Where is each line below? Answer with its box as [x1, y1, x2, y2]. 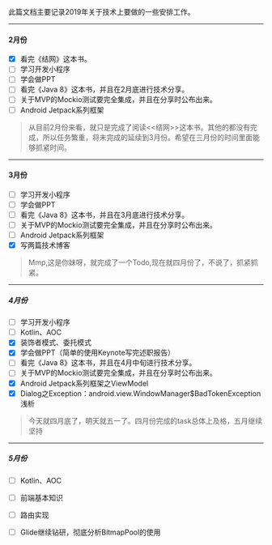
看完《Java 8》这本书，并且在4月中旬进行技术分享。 [19, 358, 197, 368]
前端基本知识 [19, 492, 63, 502]
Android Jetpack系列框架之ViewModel [19, 378, 149, 388]
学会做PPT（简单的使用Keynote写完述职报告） [19, 347, 176, 358]
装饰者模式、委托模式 [19, 338, 91, 347]
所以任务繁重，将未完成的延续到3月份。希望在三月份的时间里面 [42, 132, 253, 142]
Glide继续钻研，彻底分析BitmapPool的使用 [19, 527, 161, 537]
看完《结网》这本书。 [19, 54, 91, 64]
